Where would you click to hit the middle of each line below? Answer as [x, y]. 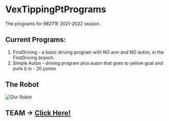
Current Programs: [36, 40]
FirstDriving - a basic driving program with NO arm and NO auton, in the [88, 52]
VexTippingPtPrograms [56, 9]
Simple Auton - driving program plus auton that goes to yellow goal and [88, 63]
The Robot [22, 85]
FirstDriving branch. [33, 57]
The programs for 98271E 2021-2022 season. [53, 24]
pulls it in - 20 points [34, 68]
